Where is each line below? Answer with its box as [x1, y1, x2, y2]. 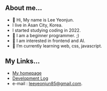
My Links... [5, 57, 40, 66]
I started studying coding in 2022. [12, 27, 81, 33]
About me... [5, 4, 43, 12]
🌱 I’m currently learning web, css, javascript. [12, 43, 102, 48]
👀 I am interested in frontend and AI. [12, 38, 85, 44]
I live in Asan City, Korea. [12, 22, 63, 28]
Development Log [12, 75, 49, 81]
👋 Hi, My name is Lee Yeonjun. [12, 17, 74, 23]
